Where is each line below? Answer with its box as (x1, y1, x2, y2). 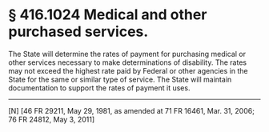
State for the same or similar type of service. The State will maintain (8, 74, 232, 84)
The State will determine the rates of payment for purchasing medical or (8, 49, 247, 58)
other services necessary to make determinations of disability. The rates (8, 58, 247, 67)
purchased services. (8, 22, 149, 41)
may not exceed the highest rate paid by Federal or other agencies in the (8, 66, 248, 75)
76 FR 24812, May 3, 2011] (8, 114, 95, 124)
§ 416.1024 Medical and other (8, 6, 207, 24)
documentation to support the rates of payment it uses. (8, 82, 191, 93)
